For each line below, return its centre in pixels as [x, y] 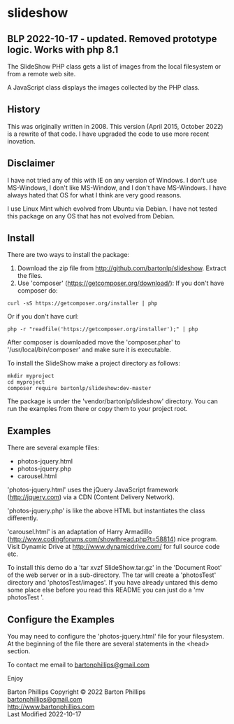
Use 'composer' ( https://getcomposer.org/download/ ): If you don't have [121, 283]
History [24, 110]
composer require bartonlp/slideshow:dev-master [79, 389]
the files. [30, 276]
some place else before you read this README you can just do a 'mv [106, 590]
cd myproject [26, 382]
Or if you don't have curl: [43, 316]
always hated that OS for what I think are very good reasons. [94, 195]
